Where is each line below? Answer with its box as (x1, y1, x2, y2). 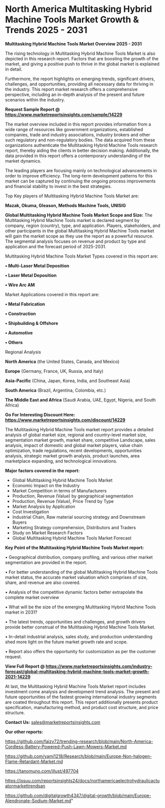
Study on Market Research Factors (12, 530, 83, 536)
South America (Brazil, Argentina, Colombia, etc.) (5, 387, 106, 393)
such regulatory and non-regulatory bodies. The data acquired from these (5, 137, 155, 143)
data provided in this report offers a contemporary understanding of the (5, 152, 151, 159)
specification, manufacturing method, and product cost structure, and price (5, 704, 159, 710)
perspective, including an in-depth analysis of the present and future (5, 91, 145, 97)
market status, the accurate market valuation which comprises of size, (5, 574, 148, 580)
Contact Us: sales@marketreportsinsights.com (5, 719, 101, 725)
